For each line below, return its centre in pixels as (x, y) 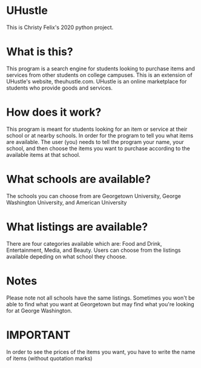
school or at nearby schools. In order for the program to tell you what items (100, 135)
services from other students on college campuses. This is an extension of (99, 75)
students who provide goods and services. (60, 88)
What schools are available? (79, 179)
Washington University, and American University (67, 202)
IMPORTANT (38, 335)
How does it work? (54, 112)
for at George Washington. (39, 310)
